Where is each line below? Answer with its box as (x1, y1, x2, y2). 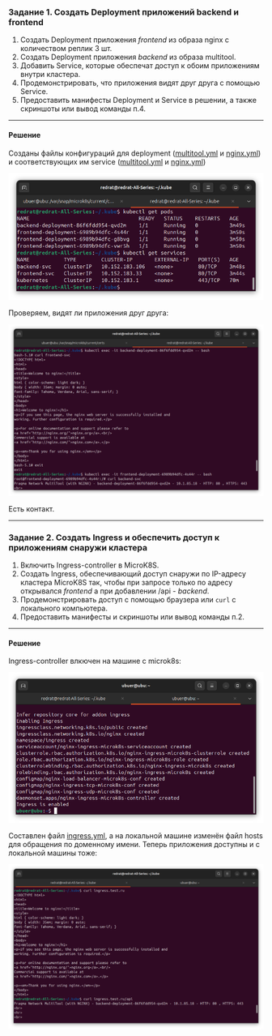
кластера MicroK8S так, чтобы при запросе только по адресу (19, 578, 233, 588)
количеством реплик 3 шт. (19, 44, 113, 54)
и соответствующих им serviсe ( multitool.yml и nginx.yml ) (8, 156, 206, 166)
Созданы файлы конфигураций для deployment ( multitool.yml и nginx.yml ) (8, 148, 261, 158)
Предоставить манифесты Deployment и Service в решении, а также (19, 96, 257, 105)
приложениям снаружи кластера (8, 542, 148, 553)
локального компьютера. (19, 603, 108, 614)
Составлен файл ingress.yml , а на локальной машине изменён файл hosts (8, 831, 263, 841)
